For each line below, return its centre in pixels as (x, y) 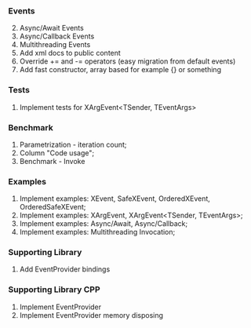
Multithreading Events (55, 45)
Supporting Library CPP (54, 290)
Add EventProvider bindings (65, 269)
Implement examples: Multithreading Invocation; (97, 232)
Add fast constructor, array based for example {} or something (120, 70)
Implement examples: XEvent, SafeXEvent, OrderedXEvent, (115, 199)
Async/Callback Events (57, 36)
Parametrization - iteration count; (73, 144)
